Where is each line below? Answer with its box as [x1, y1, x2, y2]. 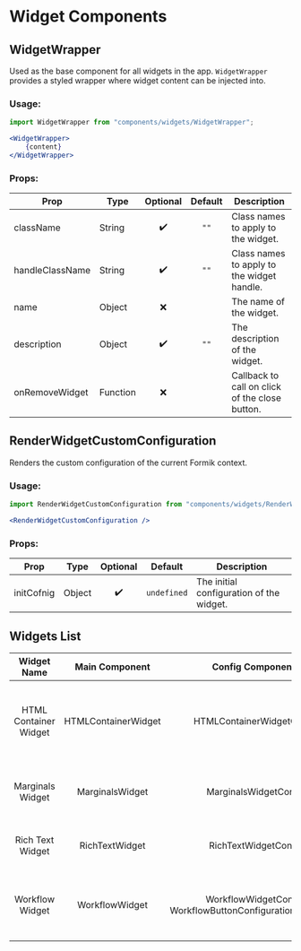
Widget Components [9, 6, 168, 27]
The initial [196, 575, 237, 588]
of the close [231, 392, 282, 404]
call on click [231, 381, 282, 393]
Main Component [74, 661, 150, 673]
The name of [231, 296, 285, 308]
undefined [146, 588, 188, 598]
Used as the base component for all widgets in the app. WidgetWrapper [9, 65, 269, 76]
